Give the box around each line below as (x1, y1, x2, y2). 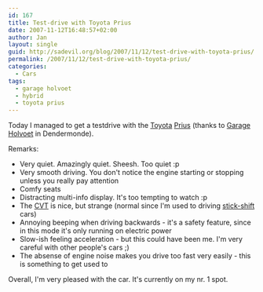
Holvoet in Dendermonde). (8, 129, 94, 138)
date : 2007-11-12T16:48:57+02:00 (8, 26, 118, 34)
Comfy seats (19, 184, 61, 194)
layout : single (8, 41, 58, 49)
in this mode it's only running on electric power (19, 226, 172, 235)
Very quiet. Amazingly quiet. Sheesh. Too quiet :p (19, 159, 180, 169)
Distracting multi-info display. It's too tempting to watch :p (19, 193, 208, 203)
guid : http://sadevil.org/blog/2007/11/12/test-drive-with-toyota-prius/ (8, 48, 255, 56)
